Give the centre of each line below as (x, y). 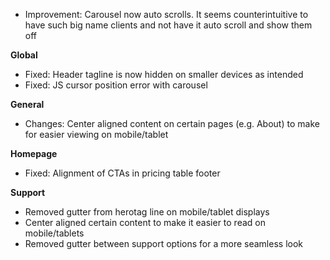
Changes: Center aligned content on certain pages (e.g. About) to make (172, 123)
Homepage (34, 153)
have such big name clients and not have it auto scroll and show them (168, 25)
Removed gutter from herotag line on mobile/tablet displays (147, 212)
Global (24, 55)
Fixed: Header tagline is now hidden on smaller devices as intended (164, 74)
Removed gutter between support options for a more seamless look (163, 243)
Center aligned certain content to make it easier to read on (145, 222)
